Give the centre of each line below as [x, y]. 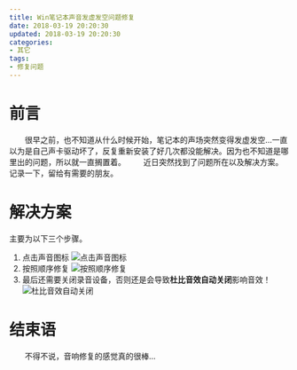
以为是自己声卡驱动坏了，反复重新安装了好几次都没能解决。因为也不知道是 [145, 151]
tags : [19, 59]
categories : [31, 42]
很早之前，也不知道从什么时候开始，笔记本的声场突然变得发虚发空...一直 [156, 139]
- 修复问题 [27, 67]
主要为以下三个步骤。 [48, 238]
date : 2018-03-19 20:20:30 [59, 26]
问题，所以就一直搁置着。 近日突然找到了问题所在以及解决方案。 [158, 161]
